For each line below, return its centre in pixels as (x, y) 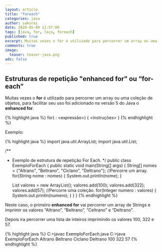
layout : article (21, 9)
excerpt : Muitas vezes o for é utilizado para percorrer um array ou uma (81, 41)
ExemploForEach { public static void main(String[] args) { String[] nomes (84, 166)
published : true (21, 37)
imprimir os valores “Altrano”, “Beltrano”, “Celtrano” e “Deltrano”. (69, 210)
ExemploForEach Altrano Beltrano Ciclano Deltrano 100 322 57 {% (71, 239)
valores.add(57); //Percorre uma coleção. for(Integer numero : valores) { (84, 190)
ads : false (16, 59)
